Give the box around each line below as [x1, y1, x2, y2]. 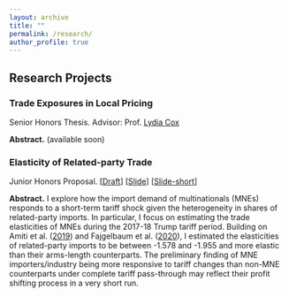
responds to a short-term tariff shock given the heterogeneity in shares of [9, 202, 278, 213]
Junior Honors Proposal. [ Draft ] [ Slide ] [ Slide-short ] [9, 176, 198, 187]
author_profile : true [9, 37, 89, 47]
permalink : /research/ [9, 29, 93, 38]
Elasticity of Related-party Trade [9, 156, 153, 168]
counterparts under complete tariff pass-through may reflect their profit [9, 269, 270, 279]
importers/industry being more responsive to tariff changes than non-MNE [9, 259, 280, 270]
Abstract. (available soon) [9, 133, 105, 144]
